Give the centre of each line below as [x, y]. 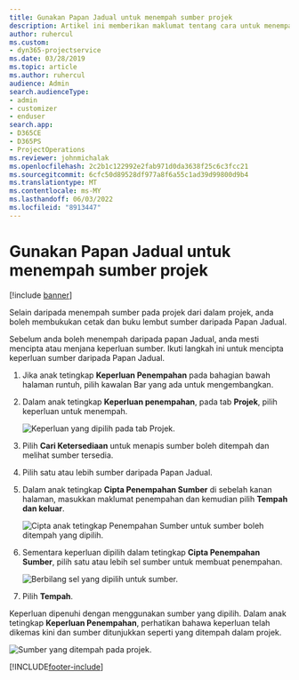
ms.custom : [29, 42]
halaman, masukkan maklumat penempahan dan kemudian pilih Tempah [155, 499]
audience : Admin [39, 84]
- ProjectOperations [48, 149]
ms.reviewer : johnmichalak [59, 158]
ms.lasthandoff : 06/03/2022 [61, 200]
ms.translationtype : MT [53, 183]
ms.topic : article [43, 68]
